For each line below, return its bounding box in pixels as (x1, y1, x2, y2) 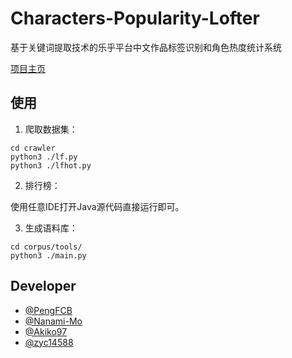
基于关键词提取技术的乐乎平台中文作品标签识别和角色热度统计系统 (10, 41, 282, 53)
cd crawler (10, 143, 56, 153)
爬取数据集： (24, 123, 78, 135)
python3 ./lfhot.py (10, 160, 92, 171)
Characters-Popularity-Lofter (10, 7, 260, 30)
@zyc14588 (24, 336, 74, 348)
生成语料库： (24, 222, 78, 234)
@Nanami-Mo (24, 315, 83, 327)
